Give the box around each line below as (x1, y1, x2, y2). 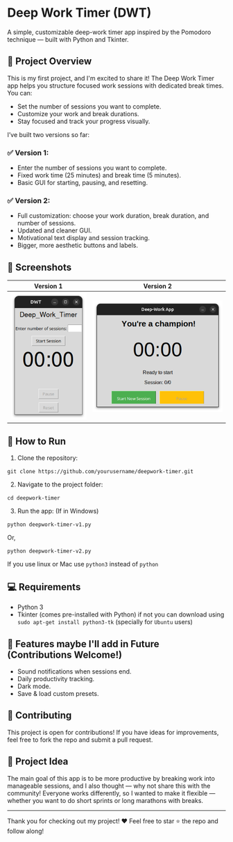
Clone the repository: (17, 454, 78, 462)
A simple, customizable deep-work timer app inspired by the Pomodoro (7, 28, 212, 36)
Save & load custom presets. (17, 690, 99, 698)
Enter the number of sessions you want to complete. (17, 164, 167, 172)
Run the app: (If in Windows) (17, 507, 99, 516)
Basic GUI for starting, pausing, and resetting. (17, 179, 148, 187)
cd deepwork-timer (7, 495, 60, 502)
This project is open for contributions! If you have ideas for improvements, (7, 728, 219, 736)
